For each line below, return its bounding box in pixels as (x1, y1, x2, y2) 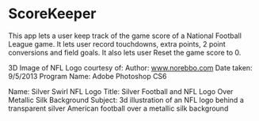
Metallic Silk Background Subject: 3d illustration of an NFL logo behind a (8, 95, 244, 104)
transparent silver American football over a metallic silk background (8, 104, 229, 113)
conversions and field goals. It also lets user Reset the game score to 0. (8, 47, 242, 57)
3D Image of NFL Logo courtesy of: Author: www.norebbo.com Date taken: (8, 62, 253, 72)
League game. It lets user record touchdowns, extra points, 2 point (8, 39, 226, 48)
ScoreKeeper (8, 5, 97, 23)
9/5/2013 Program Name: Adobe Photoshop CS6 (8, 71, 168, 81)
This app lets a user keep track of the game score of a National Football (8, 31, 242, 40)
